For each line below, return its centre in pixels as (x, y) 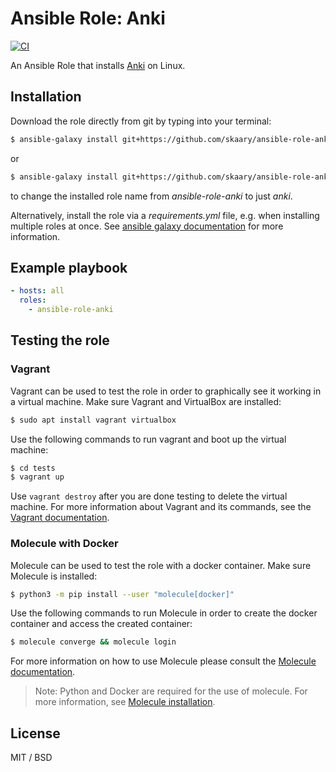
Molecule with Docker (64, 544)
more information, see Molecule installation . (125, 702)
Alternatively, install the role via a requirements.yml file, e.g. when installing (165, 215)
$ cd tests (33, 468)
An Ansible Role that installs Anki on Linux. (98, 65)
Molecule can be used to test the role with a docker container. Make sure (161, 565)
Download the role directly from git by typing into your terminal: (141, 121)
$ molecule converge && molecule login (93, 642)
